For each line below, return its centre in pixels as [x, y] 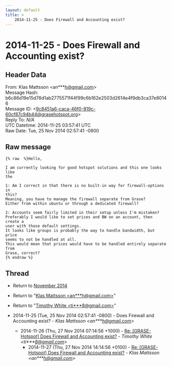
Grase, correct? [23, 253]
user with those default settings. [43, 226]
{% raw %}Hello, [24, 159]
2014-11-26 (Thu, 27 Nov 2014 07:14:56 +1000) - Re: [76, 331]
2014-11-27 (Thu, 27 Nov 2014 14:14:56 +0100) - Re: [83, 347]
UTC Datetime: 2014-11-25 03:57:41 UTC [48, 125]
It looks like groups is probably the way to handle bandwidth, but [80, 231]
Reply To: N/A [20, 120]
